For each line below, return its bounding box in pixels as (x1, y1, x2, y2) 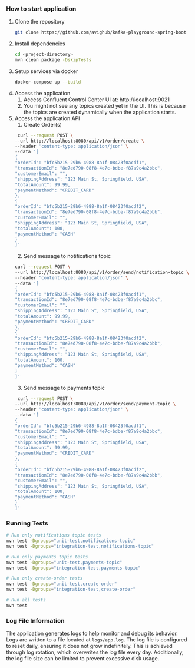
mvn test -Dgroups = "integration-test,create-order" (6, 587, 135, 593)
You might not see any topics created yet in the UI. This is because (23, 102, 186, 109)
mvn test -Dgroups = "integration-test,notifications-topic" (6, 543, 154, 549)
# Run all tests (6, 597, 46, 603)
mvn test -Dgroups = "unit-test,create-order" (6, 581, 117, 587)
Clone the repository (14, 18, 65, 25)
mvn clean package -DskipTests (14, 57, 92, 63)
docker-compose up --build (14, 79, 81, 85)
